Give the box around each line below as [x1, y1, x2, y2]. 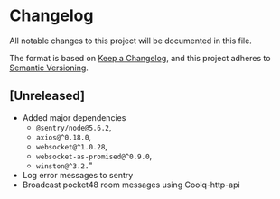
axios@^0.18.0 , [35, 131, 92, 142]
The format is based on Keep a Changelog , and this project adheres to [9, 52, 271, 63]
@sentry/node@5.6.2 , [35, 122, 112, 132]
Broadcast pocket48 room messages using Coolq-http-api [22, 179, 241, 190]
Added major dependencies [22, 112, 126, 122]
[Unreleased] [9, 88, 86, 104]
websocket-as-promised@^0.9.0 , [35, 150, 153, 161]
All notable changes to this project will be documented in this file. [9, 35, 253, 46]
